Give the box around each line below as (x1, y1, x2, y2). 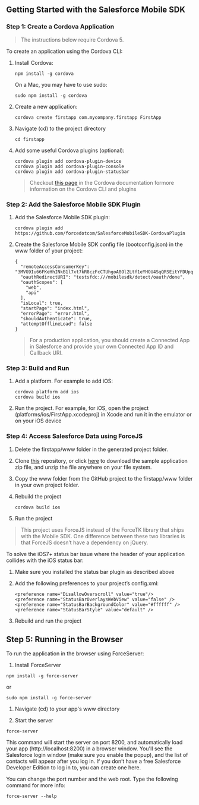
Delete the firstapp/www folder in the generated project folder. (14, 446, 168, 453)
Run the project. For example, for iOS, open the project (14, 405, 149, 412)
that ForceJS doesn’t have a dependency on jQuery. (20, 539, 149, 546)
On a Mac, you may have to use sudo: (14, 81, 108, 88)
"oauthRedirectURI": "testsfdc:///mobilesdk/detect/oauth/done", (20, 274, 185, 280)
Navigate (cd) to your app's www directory (14, 705, 120, 712)
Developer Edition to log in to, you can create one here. (6, 764, 141, 771)
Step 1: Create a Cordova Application (6, 23, 115, 31)
